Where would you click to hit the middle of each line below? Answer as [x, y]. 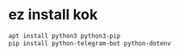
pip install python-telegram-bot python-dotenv [90, 43]
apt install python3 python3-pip [65, 36]
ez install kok [53, 15]
